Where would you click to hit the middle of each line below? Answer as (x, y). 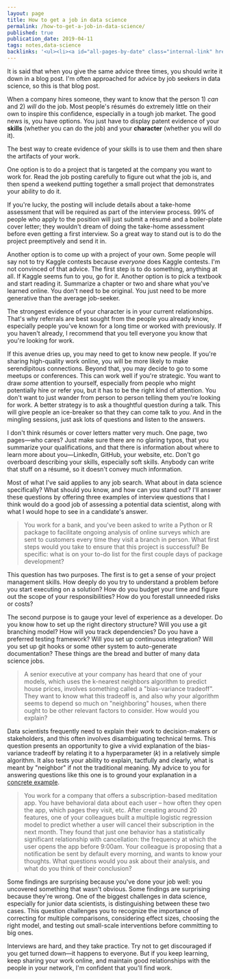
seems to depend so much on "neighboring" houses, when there (115, 703)
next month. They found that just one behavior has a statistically (114, 831)
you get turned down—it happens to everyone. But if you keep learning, (108, 953)
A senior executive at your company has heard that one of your (113, 674)
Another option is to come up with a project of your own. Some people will (112, 254)
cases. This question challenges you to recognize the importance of (103, 910)
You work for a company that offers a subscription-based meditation (120, 795)
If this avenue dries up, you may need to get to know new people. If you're (112, 353)
